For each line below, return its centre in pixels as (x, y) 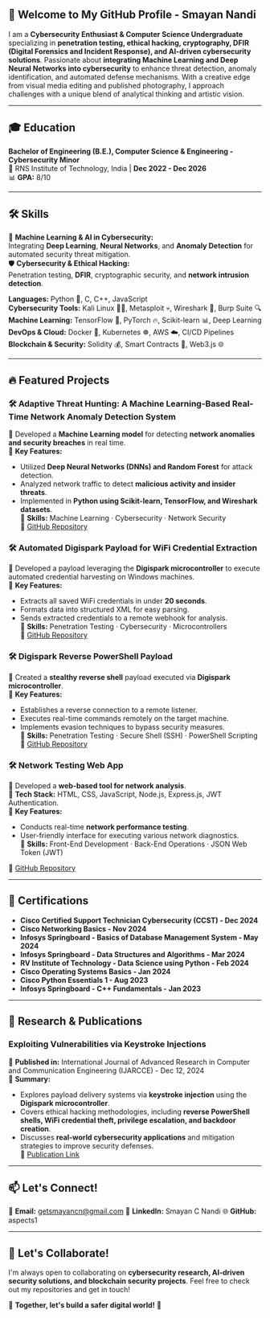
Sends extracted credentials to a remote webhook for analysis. (123, 618)
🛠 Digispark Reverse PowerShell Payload (90, 657)
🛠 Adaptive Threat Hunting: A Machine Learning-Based (119, 403)
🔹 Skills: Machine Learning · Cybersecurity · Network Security (123, 518)
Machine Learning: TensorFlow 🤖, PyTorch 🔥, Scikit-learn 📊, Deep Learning (135, 320)
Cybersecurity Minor (44, 160)
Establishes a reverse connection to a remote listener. (109, 710)
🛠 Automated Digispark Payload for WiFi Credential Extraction (133, 548)
